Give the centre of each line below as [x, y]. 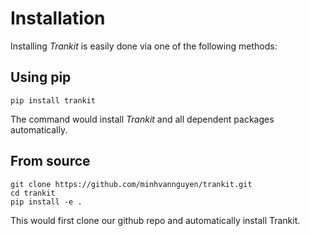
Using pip [41, 77]
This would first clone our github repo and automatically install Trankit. [155, 220]
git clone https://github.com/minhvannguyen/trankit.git [131, 184]
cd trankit [33, 193]
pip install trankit [53, 100]
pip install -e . [46, 202]
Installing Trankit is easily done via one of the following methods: [144, 46]
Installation [58, 18]
